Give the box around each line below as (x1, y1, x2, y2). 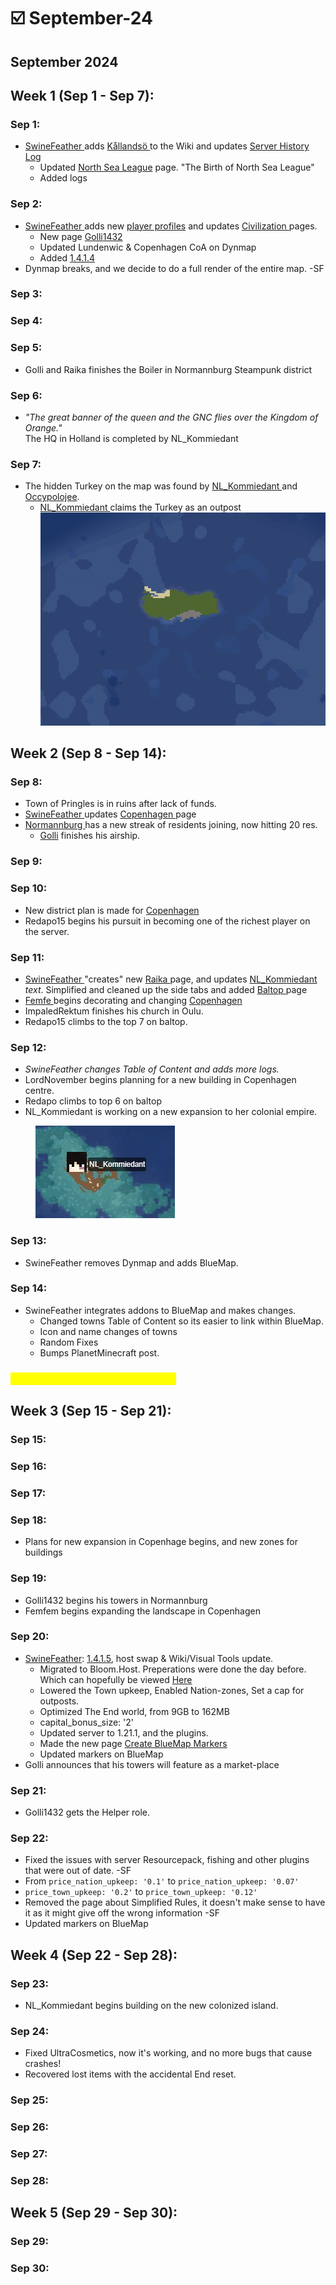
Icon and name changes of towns (39, 1325, 178, 1337)
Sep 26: (10, 2120, 50, 2134)
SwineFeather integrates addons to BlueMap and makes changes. (24, 1304, 297, 1316)
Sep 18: (10, 1513, 47, 1527)
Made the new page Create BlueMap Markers (39, 1737, 228, 1749)
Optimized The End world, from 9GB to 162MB (39, 1705, 230, 1717)
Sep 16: (10, 1459, 47, 1473)
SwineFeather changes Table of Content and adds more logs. (24, 1063, 280, 1075)
